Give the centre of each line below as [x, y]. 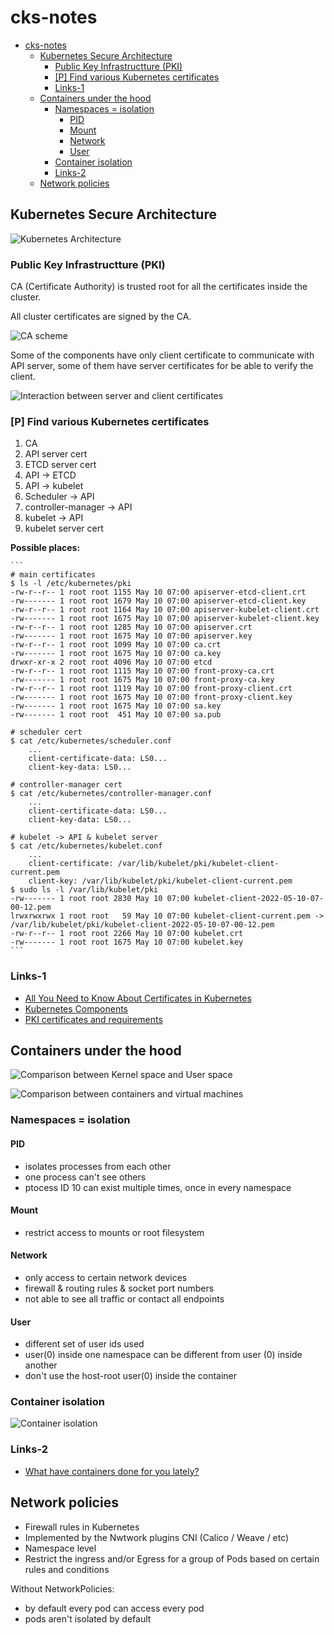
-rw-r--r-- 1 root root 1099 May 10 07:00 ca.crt [116, 645]
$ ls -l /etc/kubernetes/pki [71, 584]
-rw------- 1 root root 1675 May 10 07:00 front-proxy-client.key [151, 697]
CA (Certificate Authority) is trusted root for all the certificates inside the [159, 287]
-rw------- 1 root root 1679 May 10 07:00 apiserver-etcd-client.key [158, 601]
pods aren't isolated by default [88, 1618]
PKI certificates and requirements [93, 1019]
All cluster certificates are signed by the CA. [101, 317]
